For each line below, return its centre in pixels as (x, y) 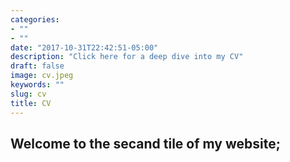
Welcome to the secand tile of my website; (145, 143)
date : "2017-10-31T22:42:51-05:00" (84, 47)
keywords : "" (37, 85)
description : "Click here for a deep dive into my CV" (127, 57)
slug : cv (28, 94)
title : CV (31, 103)
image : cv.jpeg (42, 76)
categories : (35, 19)
